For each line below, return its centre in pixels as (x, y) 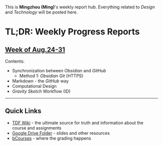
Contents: (15, 61)
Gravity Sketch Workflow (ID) (41, 91)
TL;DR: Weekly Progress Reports (72, 32)
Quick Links (23, 111)
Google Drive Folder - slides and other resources (61, 133)
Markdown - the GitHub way (40, 81)
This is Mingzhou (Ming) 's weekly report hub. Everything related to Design (80, 7)
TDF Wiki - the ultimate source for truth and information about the (78, 123)
